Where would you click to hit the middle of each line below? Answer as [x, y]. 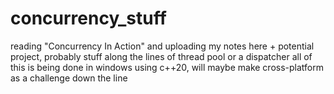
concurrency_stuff [88, 18]
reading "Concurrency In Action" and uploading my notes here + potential [162, 46]
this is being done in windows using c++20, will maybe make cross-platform [167, 67]
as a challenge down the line [69, 78]
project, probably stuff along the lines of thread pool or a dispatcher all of [161, 56]
